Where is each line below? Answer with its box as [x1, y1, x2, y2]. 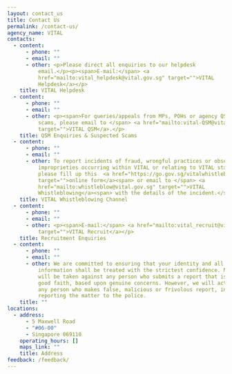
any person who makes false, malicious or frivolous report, [37, 286, 217, 293]
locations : [7, 305, 39, 313]
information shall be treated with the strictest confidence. [37, 266, 221, 273]
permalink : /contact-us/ [7, 23, 79, 30]
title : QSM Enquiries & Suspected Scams [19, 132, 137, 139]
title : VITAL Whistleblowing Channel [19, 196, 128, 204]
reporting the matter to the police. [37, 293, 147, 299]
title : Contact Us [7, 17, 60, 23]
